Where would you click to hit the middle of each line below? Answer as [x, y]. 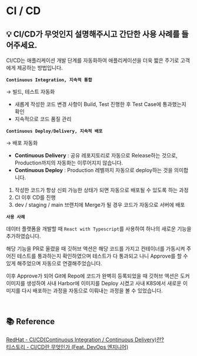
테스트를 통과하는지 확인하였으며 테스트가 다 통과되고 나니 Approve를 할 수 [102, 256]
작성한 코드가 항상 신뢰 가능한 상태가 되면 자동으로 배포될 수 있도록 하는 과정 [102, 190]
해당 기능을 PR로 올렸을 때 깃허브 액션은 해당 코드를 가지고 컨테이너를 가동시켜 [96, 248]
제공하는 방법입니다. [40, 68]
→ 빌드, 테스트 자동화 [31, 92]
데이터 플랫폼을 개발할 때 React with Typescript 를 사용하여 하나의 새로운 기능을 [99, 229]
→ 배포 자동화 [22, 143]
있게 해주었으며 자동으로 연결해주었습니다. [54, 263]
